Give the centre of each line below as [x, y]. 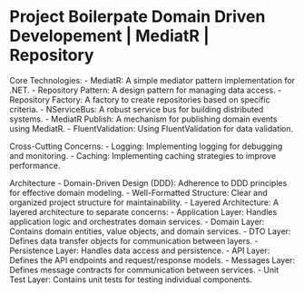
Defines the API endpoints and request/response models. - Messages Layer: [152, 260]
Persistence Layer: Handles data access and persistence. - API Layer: [140, 250]
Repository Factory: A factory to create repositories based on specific [140, 99]
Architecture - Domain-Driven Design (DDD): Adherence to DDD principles [148, 182]
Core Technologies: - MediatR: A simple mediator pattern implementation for [152, 80]
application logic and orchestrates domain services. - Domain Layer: [137, 221]
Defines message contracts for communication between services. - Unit [144, 269]
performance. [35, 165]
